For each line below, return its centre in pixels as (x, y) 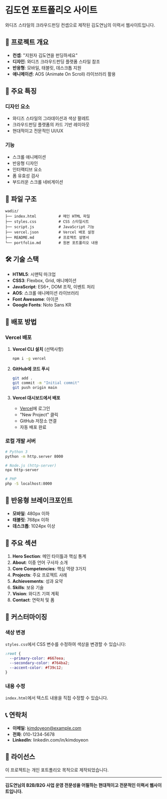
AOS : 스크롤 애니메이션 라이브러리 (45, 293)
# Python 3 (16, 452)
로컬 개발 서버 (21, 441)
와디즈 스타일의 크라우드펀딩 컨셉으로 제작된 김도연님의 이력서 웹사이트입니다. (80, 25)
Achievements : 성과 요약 (38, 581)
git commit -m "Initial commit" (46, 383)
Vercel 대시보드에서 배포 (36, 398)
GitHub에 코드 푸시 (31, 369)
